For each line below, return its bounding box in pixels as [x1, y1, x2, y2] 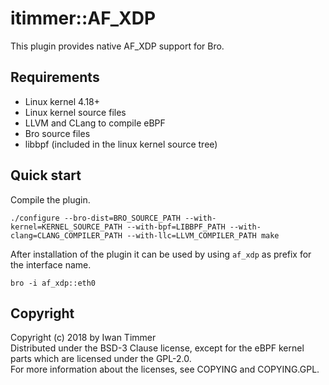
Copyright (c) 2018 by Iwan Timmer [10, 332, 157, 344]
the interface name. [10, 258, 92, 271]
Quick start [10, 167, 82, 184]
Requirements [10, 69, 100, 86]
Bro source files [24, 127, 91, 139]
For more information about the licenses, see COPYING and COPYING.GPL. [10, 363, 320, 376]
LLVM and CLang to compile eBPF [24, 117, 166, 129]
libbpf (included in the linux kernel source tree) [24, 138, 218, 150]
